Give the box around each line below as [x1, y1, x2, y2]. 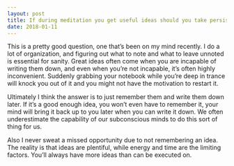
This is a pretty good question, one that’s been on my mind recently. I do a [7, 43, 220, 51]
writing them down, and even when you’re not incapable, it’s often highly [7, 64, 216, 73]
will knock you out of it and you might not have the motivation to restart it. [7, 80, 219, 88]
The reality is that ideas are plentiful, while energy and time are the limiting [7, 144, 221, 152]
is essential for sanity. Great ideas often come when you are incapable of [7, 57, 217, 66]
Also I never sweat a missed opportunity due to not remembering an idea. [7, 136, 218, 144]
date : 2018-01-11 [7, 23, 58, 30]
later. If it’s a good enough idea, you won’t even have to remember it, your [7, 100, 219, 109]
